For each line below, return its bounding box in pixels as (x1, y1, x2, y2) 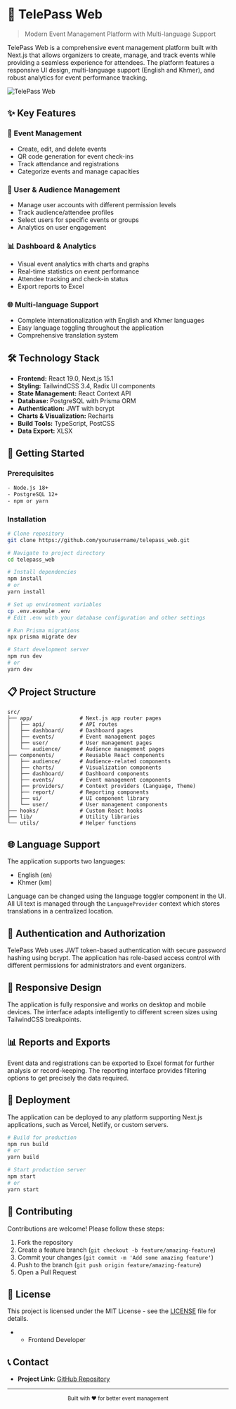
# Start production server (7, 1167, 86, 1174)
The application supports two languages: (7, 857, 126, 866)
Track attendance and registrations (17, 159, 119, 168)
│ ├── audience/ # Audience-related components (7, 758, 171, 765)
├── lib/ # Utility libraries (7, 813, 140, 820)
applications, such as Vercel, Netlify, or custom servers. (7, 1120, 169, 1128)
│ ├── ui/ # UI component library (7, 794, 150, 802)
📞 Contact (7, 1356, 49, 1368)
